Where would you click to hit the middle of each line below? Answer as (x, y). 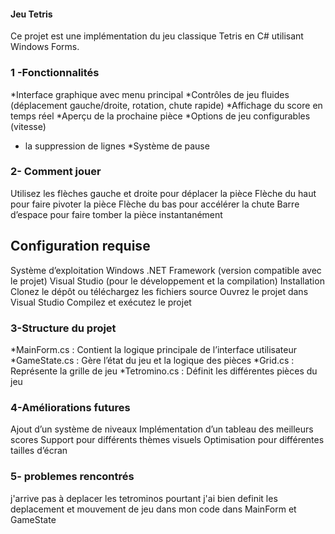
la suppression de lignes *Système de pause (117, 146)
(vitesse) (28, 126)
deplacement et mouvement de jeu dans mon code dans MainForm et (153, 509)
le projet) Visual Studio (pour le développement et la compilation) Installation (167, 281)
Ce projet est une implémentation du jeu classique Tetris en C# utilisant (157, 36)
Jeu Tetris (31, 14)
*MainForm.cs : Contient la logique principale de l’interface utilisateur (154, 349)
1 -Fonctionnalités (55, 73)
